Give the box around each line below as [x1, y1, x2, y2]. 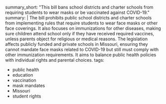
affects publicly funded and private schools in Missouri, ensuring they [5, 41, 148, 47]
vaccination [12, 77, 36, 83]
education [12, 72, 33, 78]
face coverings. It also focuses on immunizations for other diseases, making [5, 25, 162, 31]
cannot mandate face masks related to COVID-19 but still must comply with [5, 47, 159, 52]
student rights [12, 93, 41, 99]
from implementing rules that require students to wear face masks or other [5, 20, 158, 26]
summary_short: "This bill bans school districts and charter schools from [5, 4, 154, 10]
